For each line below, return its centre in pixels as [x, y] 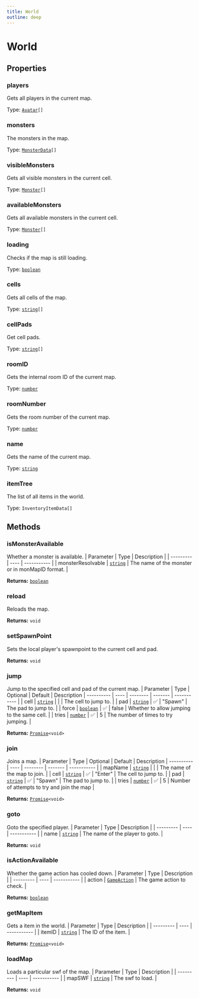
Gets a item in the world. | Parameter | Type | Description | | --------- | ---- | [99, 926]
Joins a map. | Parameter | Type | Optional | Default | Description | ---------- [100, 762]
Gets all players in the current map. [49, 98]
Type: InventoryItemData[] [40, 508]
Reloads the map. [28, 609]
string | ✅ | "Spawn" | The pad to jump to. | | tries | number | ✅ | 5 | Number [99, 781]
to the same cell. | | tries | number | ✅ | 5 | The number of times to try [90, 715]
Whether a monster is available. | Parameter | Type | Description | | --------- [99, 557]
